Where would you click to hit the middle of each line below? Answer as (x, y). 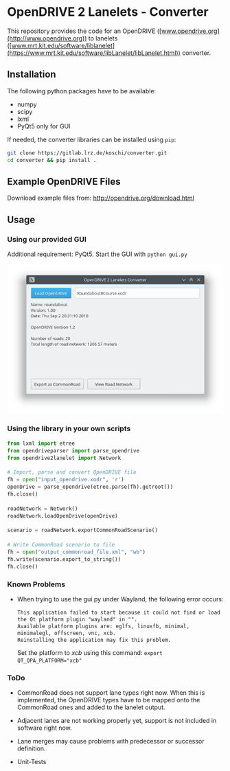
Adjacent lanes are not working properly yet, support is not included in (117, 721)
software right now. (44, 728)
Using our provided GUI (47, 239)
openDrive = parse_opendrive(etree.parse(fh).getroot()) (90, 487)
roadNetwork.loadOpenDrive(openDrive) (62, 516)
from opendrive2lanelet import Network (64, 458)
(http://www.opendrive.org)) (47, 38)
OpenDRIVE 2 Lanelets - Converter (108, 12)
